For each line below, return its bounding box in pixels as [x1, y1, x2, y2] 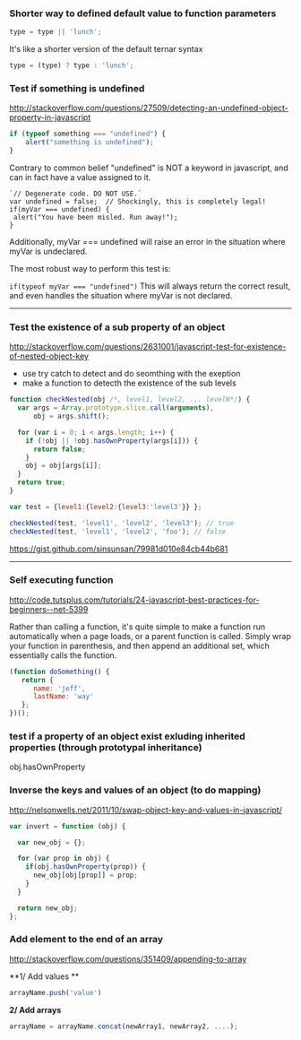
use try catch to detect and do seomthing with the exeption [21, 368, 241, 379]
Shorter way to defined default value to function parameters [9, 7, 277, 20]
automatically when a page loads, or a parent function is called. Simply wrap [9, 630, 291, 641]
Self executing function [9, 574, 114, 586]
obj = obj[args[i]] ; [25, 461, 102, 471]
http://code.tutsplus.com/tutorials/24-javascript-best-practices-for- [9, 594, 260, 605]
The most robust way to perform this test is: [9, 263, 171, 273]
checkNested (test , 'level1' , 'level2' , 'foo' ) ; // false [9, 527, 227, 536]
